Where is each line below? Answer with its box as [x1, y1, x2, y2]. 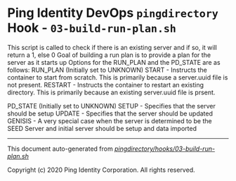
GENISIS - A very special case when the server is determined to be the [7, 116, 212, 125]
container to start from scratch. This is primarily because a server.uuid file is [7, 73, 228, 82]
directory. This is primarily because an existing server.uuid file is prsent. [7, 88, 216, 96]
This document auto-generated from [7, 144, 114, 153]
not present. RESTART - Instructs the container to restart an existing [7, 80, 204, 89]
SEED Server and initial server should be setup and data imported [7, 124, 197, 132]
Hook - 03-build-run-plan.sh [7, 20, 177, 36]
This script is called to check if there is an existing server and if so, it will [7, 43, 218, 51]
